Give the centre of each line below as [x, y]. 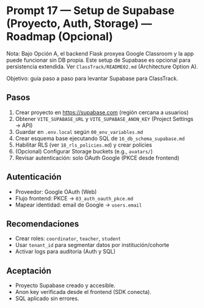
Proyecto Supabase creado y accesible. [65, 285]
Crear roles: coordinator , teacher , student [68, 238]
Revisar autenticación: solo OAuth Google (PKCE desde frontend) [97, 158]
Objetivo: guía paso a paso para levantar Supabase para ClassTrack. [92, 78]
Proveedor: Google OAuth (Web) [56, 192]
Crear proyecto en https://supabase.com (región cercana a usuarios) [102, 112]
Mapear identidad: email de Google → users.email [78, 205]
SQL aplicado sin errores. [47, 299]
